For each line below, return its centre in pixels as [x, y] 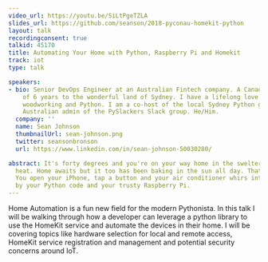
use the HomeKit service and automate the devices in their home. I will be [129, 225]
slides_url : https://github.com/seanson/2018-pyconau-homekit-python [126, 23]
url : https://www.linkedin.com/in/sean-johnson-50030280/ [114, 149]
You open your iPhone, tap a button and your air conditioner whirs [132, 178]
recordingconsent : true [48, 38]
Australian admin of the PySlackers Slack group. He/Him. [121, 112]
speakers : [25, 82]
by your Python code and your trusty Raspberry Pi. [103, 186]
